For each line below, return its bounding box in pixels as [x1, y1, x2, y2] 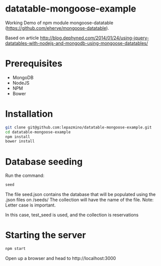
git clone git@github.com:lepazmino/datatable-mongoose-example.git [5, 124, 152, 130]
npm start [5, 246, 26, 251]
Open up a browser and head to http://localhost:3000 [5, 255, 116, 261]
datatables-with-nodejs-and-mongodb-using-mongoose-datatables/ [5, 40, 148, 46]
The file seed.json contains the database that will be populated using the [5, 191, 156, 197]
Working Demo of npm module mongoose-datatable [5, 20, 114, 26]
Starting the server [5, 230, 87, 241]
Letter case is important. [5, 202, 56, 208]
